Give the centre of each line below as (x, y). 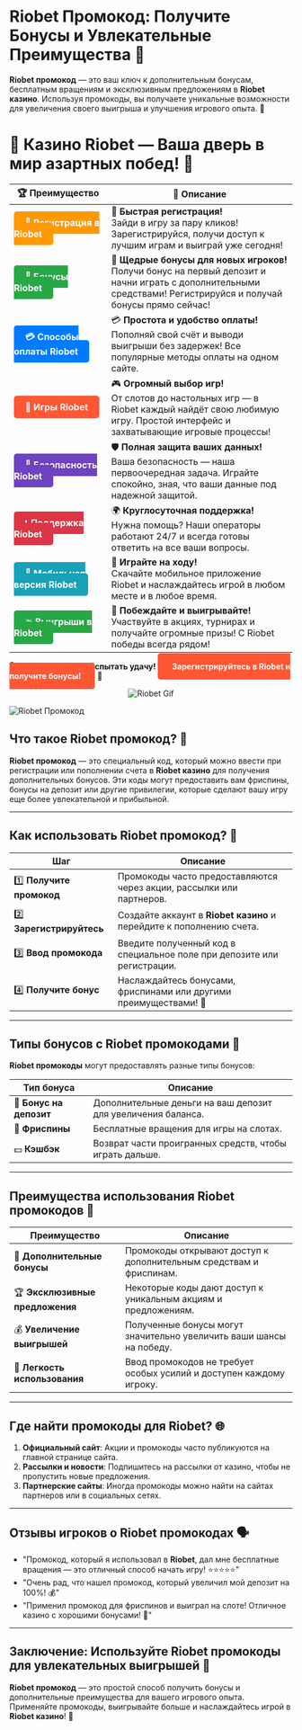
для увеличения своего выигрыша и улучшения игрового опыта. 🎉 (137, 108)
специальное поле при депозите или (198, 954)
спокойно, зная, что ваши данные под (194, 484)
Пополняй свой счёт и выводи (178, 334)
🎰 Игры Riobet (57, 407)
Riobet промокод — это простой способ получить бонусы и (125, 1687)
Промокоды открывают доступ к (197, 1251)
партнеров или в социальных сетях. (92, 1495)
